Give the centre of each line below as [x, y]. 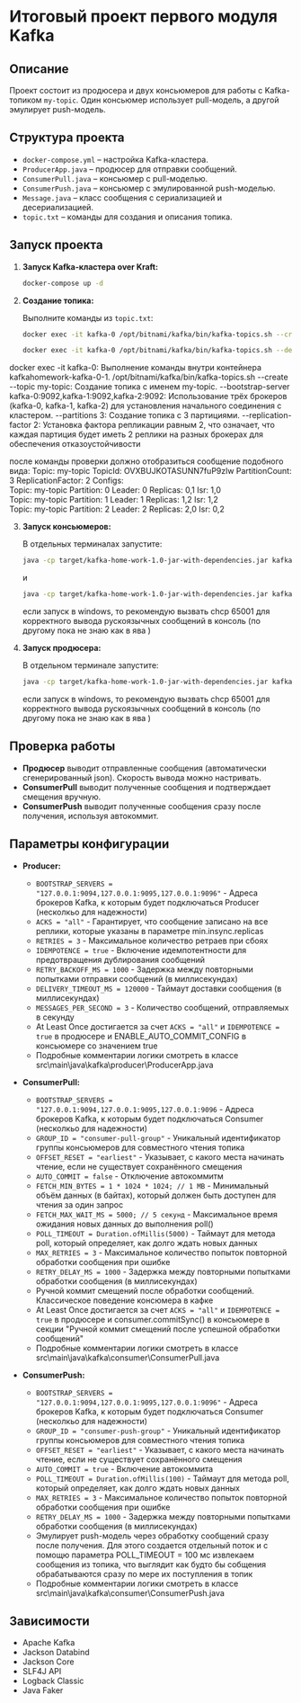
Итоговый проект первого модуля [144, 17]
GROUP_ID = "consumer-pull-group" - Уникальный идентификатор [158, 1137]
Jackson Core [48, 1662]
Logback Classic [53, 1681]
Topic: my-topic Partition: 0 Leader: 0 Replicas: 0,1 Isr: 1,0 [115, 490]
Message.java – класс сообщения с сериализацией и [122, 197]
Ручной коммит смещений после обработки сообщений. [145, 1290]
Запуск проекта [56, 245]
